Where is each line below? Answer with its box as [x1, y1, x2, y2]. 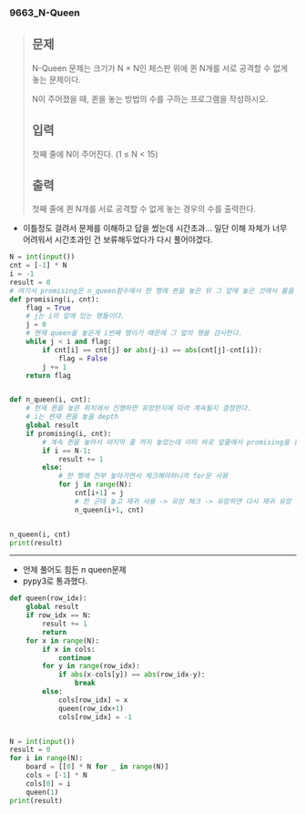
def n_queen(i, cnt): [9, 395, 92, 404]
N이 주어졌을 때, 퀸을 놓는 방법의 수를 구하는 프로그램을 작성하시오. [31, 93, 269, 104]
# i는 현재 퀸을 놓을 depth [25, 412, 119, 422]
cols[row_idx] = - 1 [57, 712, 132, 721]
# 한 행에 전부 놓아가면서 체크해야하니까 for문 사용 [57, 472, 229, 481]
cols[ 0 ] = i [25, 778, 71, 789]
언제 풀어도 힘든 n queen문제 [22, 565, 127, 575]
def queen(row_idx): [9, 594, 88, 603]
